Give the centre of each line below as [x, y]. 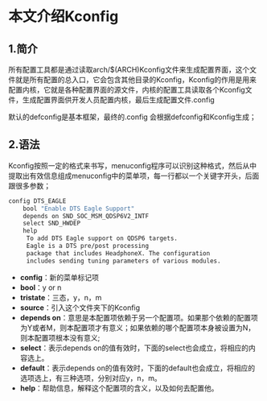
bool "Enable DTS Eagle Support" [79, 209]
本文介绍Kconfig [64, 17]
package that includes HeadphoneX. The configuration [118, 253]
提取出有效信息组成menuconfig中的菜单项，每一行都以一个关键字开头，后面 [134, 176]
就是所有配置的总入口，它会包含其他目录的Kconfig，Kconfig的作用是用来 [136, 80]
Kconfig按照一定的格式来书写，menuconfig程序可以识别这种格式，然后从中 [133, 165]
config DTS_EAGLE [37, 201]
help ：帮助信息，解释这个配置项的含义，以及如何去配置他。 [119, 388]
